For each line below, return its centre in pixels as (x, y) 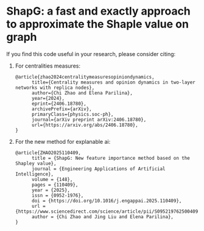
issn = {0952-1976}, (58, 195)
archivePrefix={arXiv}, (62, 109)
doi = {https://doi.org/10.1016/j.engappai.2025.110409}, (107, 201)
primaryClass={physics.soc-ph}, (72, 114)
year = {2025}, (51, 190)
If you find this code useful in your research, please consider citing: (91, 54)
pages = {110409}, (55, 185)
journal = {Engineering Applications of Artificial (98, 169)
